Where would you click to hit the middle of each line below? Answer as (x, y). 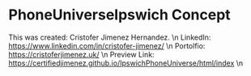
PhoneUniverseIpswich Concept (119, 15)
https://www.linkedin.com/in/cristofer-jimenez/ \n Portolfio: (107, 45)
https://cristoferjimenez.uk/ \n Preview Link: (82, 54)
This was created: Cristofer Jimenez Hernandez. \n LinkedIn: (110, 37)
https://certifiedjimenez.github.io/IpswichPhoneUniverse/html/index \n (126, 63)
